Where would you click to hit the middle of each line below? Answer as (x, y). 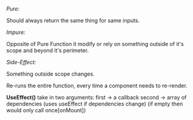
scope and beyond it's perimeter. (48, 50)
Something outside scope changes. (51, 74)
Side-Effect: (21, 62)
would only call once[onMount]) (46, 110)
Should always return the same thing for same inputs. (73, 20)
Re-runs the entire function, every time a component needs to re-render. (97, 85)
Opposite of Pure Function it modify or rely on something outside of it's (95, 44)
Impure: (16, 32)
